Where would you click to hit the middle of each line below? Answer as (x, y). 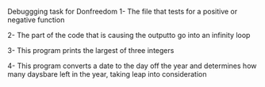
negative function (36, 20)
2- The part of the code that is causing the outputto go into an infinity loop (129, 35)
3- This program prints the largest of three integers (91, 50)
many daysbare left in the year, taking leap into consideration (107, 74)
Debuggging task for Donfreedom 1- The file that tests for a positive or (123, 11)
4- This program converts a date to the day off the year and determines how (132, 66)
